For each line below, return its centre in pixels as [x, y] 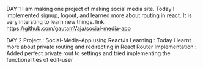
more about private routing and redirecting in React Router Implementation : [102, 47]
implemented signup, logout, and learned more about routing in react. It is [99, 15]
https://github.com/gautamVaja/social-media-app [69, 28]
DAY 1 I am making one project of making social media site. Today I [90, 9]
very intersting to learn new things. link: [56, 22]
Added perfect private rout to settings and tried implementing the [88, 53]
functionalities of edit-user [40, 60]
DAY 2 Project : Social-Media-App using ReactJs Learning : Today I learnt [99, 40]
